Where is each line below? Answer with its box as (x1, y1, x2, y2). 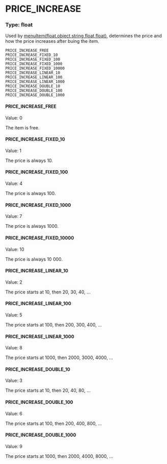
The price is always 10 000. (5, 256, 63, 262)
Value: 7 (5, 213, 22, 220)
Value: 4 (5, 180, 23, 186)
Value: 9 (5, 443, 23, 449)
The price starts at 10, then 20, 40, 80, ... (5, 388, 91, 394)
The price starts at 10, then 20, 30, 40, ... (5, 289, 91, 295)
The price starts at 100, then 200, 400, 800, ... (5, 420, 102, 426)
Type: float (5, 21, 33, 29)
